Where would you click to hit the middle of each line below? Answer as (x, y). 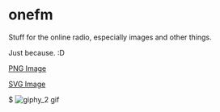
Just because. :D (36, 52)
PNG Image (27, 68)
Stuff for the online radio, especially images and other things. (110, 37)
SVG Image (27, 84)
